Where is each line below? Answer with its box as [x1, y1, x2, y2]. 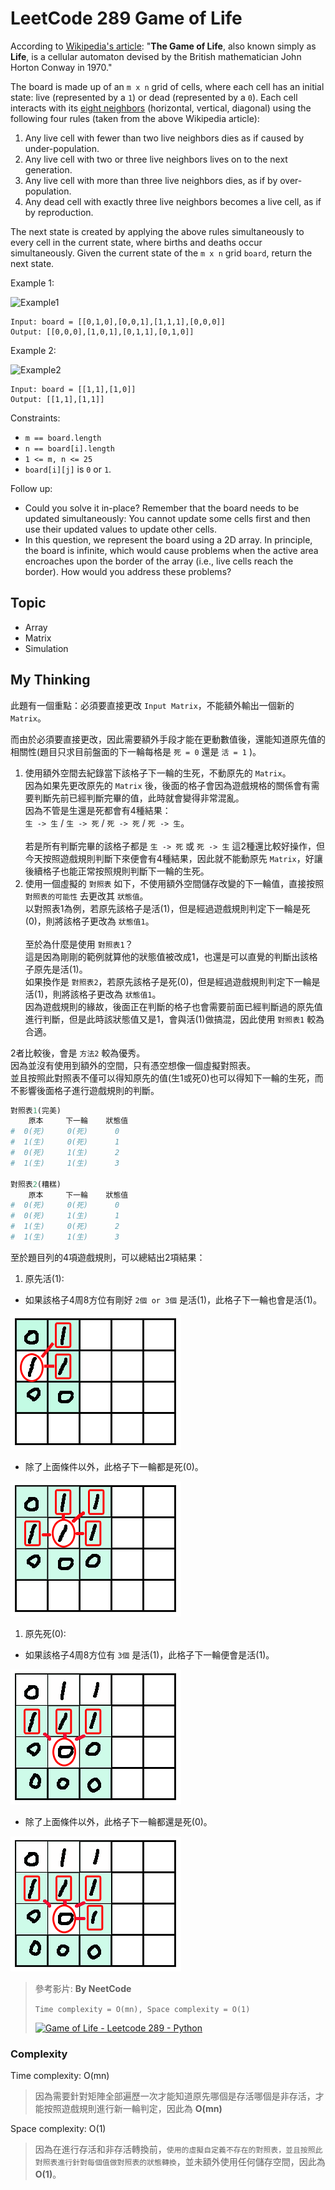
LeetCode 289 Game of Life [10, 7, 243, 30]
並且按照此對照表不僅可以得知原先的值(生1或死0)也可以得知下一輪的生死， [10, 1072, 315, 1084]
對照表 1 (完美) [10, 1105, 62, 1116]
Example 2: [10, 344, 57, 356]
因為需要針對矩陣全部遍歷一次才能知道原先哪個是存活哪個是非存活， [34, 2090, 316, 2102]
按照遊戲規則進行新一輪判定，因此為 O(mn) [43, 2103, 223, 2115]
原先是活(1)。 [33, 963, 88, 975]
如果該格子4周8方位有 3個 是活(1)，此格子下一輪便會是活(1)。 [24, 1648, 275, 1661]
